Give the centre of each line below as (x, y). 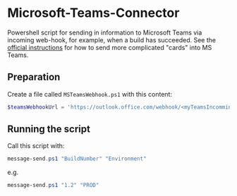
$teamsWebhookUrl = (36, 107)
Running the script (49, 129)
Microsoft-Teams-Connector (93, 13)
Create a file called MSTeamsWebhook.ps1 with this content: (90, 94)
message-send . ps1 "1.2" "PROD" (53, 185)
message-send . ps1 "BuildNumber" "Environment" (77, 159)
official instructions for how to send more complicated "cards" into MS (110, 47)
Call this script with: (36, 146)
